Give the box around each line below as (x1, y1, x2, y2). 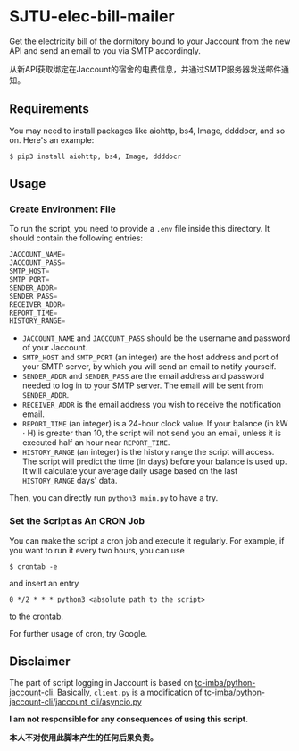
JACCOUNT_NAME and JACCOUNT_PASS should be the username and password (21, 333, 291, 343)
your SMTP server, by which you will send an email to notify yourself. (21, 361, 277, 372)
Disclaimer (9, 654, 71, 669)
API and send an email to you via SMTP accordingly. (9, 45, 201, 55)
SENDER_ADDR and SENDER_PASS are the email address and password (21, 371, 265, 382)
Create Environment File (9, 203, 116, 215)
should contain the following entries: (9, 232, 144, 243)
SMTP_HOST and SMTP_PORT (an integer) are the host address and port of (21, 351, 279, 363)
